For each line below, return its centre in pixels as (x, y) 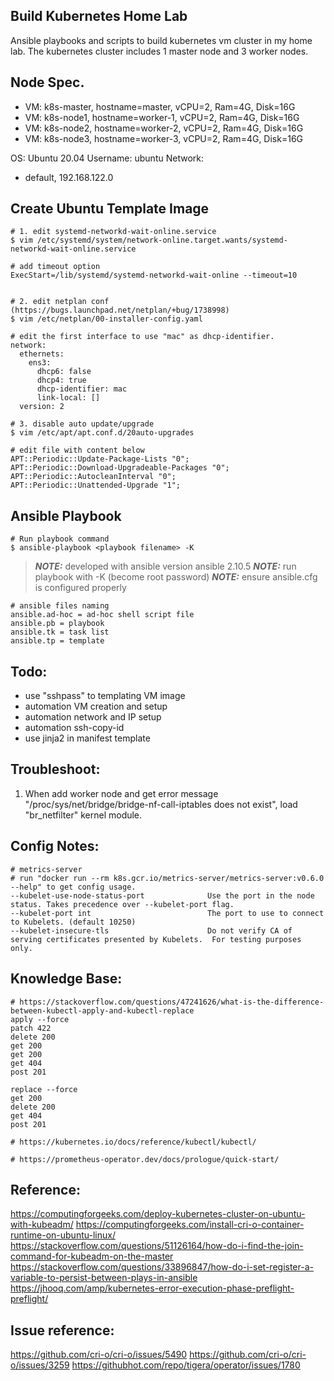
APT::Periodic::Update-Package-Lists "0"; (100, 459)
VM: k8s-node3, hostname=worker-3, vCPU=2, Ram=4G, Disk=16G (164, 138)
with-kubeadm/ (42, 1225)
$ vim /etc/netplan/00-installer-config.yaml (106, 319)
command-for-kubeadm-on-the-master (92, 1256)
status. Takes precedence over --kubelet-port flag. (122, 904)
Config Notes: (55, 846)
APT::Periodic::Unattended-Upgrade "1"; (96, 485)
